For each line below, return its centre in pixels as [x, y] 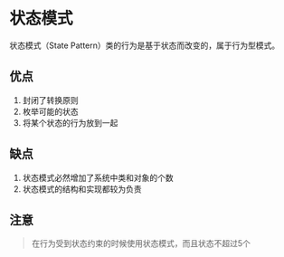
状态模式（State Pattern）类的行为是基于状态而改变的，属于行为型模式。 [145, 45]
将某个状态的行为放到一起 [70, 122]
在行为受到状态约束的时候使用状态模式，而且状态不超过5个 [141, 243]
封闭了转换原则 [50, 100]
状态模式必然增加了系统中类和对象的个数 [98, 177]
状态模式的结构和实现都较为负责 [82, 189]
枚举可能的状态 [50, 111]
